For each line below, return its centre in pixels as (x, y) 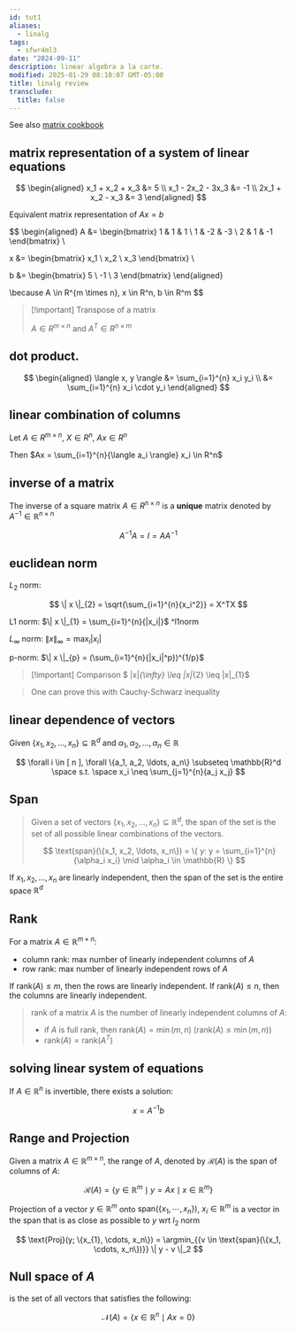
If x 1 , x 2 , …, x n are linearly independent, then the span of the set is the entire (146, 878)
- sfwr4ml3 (37, 51)
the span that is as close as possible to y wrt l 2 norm (105, 1221)
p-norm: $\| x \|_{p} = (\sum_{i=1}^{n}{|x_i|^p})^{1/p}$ (107, 658)
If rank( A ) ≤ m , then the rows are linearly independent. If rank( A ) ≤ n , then (144, 985)
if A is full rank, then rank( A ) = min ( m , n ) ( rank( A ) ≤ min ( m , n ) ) (158, 1030)
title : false (41, 100)
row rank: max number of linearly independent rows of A (125, 969)
